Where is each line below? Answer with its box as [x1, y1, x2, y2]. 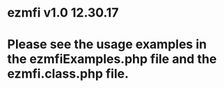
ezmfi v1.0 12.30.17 [7, 5, 119, 21]
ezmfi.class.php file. [7, 66, 129, 82]
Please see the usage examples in [7, 37, 207, 53]
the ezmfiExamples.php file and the [7, 51, 217, 67]
